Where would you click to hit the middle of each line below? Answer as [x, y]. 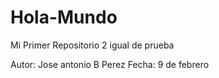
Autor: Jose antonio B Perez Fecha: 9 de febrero [110, 64]
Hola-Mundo [64, 17]
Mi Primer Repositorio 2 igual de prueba [92, 45]
